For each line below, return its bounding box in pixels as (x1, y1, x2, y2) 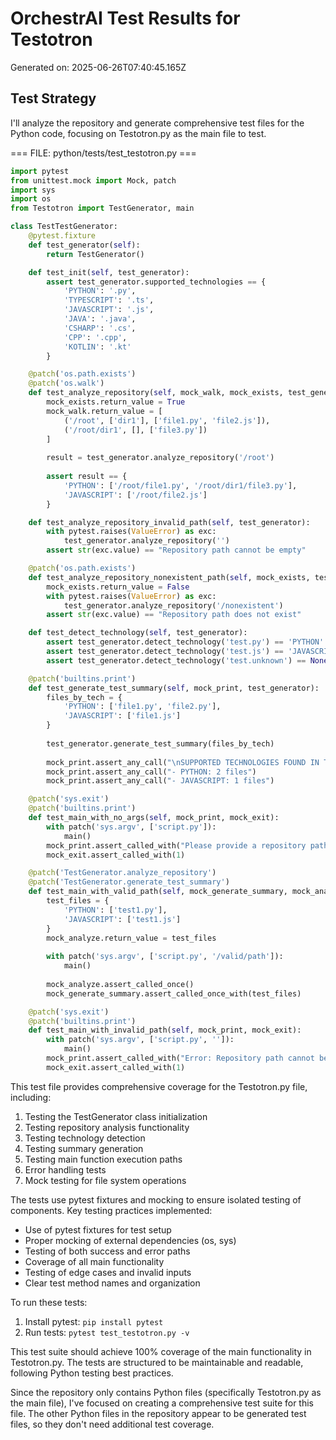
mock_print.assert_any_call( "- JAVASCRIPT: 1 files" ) (46, 776, 275, 786)
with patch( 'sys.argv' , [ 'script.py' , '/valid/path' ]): (46, 952, 284, 962)
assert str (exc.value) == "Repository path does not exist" (46, 610, 302, 620)
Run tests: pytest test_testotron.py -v (24, 1326, 190, 1338)
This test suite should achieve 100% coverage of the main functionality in (10, 1345, 312, 1357)
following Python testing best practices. (10, 1367, 174, 1379)
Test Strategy (10, 90, 97, 107)
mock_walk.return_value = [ (46, 406, 163, 416)
